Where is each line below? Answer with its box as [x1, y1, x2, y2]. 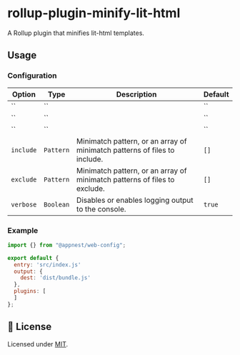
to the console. [76, 204, 126, 214]
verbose [11, 200, 37, 209]
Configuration [7, 71, 57, 81]
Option [11, 89, 36, 99]
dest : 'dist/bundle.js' [20, 274, 91, 281]
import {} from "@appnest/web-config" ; [7, 241, 126, 249]
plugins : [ [14, 288, 46, 295]
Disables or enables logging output [76, 195, 194, 205]
